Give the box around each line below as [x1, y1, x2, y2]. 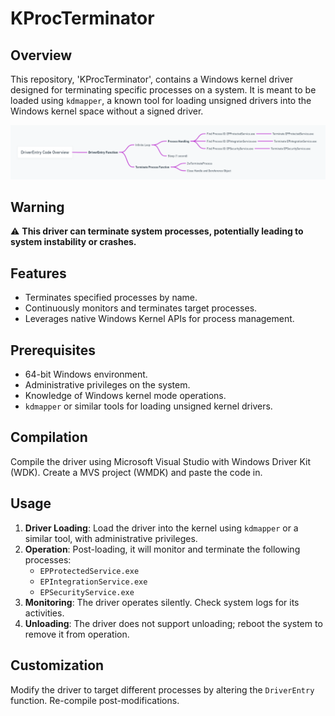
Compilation [10, 429, 88, 446]
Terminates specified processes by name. [24, 292, 198, 304]
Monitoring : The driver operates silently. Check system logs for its [24, 596, 300, 608]
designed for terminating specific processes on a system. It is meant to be [10, 84, 317, 96]
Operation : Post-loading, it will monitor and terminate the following [24, 543, 301, 555]
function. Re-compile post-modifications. [10, 694, 180, 706]
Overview [10, 47, 73, 64]
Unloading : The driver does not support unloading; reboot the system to [24, 617, 323, 629]
